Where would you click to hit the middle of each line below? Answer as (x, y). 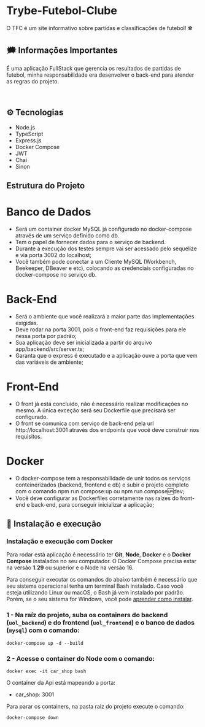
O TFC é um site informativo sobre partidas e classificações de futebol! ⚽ (99, 28)
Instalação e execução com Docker (60, 542)
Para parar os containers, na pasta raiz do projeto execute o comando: (96, 706)
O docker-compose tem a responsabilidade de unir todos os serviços (103, 478)
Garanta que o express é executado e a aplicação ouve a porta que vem (106, 355)
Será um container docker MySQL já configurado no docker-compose (103, 229)
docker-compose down (33, 717)
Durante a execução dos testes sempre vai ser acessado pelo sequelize (106, 248)
